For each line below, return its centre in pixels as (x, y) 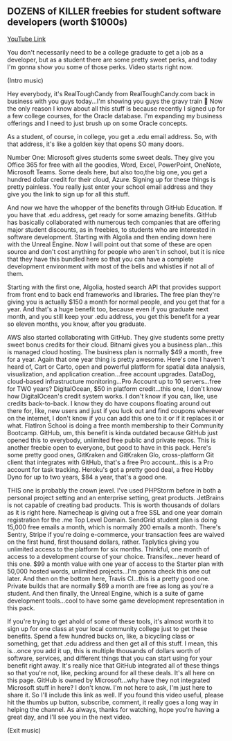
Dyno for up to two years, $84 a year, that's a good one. (87, 477)
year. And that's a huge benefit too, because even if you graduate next (108, 309)
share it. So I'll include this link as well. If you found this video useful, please (115, 695)
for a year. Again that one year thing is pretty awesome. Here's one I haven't (116, 359)
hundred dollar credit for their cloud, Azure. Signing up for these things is (111, 179)
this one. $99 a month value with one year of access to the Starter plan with (115, 564)
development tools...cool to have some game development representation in (116, 601)
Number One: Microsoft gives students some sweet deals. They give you (111, 157)
